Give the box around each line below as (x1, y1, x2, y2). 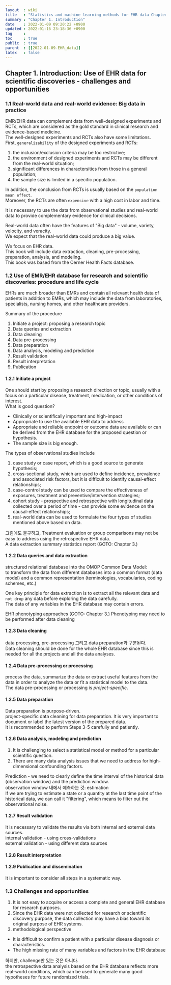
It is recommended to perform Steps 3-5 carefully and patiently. (5, 724, 139, 730)
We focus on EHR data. (5, 243, 54, 250)
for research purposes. (12, 905, 61, 911)
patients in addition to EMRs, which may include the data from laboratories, (5, 295, 163, 302)
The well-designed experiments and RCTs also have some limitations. (5, 134, 151, 141)
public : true (5, 41, 38, 46)
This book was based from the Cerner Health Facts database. (5, 259, 135, 265)
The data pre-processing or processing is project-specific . (5, 685, 128, 691)
